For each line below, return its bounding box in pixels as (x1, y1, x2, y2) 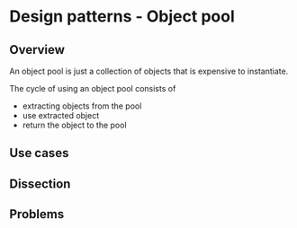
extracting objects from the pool (22, 101, 142, 111)
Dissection (9, 176, 71, 191)
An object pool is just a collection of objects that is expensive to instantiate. (9, 66, 289, 76)
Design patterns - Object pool (9, 6, 236, 27)
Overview (9, 42, 66, 57)
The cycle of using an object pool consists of (9, 83, 176, 93)
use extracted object (22, 110, 100, 120)
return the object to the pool (22, 119, 128, 130)
